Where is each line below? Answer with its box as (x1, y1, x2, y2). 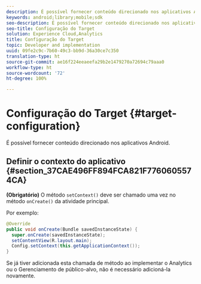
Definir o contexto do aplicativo (6, 156, 126, 167)
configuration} (6, 119, 81, 133)
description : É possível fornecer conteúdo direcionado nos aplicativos (6, 8, 191, 15)
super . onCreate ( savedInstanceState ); (11, 232, 106, 238)
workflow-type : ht (6, 64, 52, 71)
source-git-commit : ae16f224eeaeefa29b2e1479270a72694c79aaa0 (6, 59, 165, 65)
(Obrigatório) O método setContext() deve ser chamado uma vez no (6, 191, 176, 198)
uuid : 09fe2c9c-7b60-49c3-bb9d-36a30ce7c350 (6, 48, 119, 54)
